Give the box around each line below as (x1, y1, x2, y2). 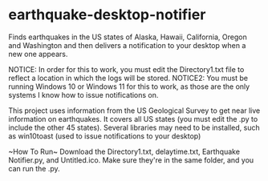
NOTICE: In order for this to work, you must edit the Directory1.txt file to (8, 64, 245, 74)
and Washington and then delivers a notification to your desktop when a (8, 40, 246, 50)
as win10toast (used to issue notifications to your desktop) (8, 131, 201, 141)
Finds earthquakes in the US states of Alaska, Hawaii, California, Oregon (8, 32, 247, 42)
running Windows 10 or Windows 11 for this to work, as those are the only (8, 82, 250, 91)
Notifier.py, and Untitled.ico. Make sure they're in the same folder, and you (8, 155, 254, 165)
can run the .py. (8, 163, 60, 173)
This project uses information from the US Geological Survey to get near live (8, 106, 261, 115)
